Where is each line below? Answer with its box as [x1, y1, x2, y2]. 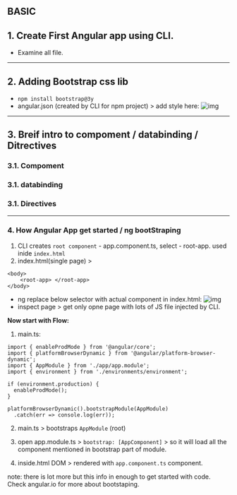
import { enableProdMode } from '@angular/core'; [7, 343, 157, 350]
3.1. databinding [7, 180, 63, 190]
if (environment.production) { [7, 381, 99, 388]
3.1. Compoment [7, 161, 65, 171]
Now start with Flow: [7, 316, 69, 324]
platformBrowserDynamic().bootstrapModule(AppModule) [7, 405, 169, 412]
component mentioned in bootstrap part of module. [17, 445, 167, 453]
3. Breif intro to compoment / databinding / [7, 129, 199, 141]
